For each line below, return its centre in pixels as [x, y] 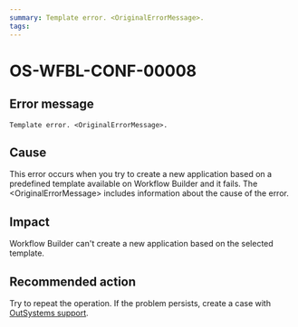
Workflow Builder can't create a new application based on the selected [141, 244]
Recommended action [73, 281]
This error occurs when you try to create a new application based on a [141, 174]
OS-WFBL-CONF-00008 [103, 71]
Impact [29, 222]
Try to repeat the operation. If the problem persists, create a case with [140, 303]
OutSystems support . [49, 313]
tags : [19, 26]
